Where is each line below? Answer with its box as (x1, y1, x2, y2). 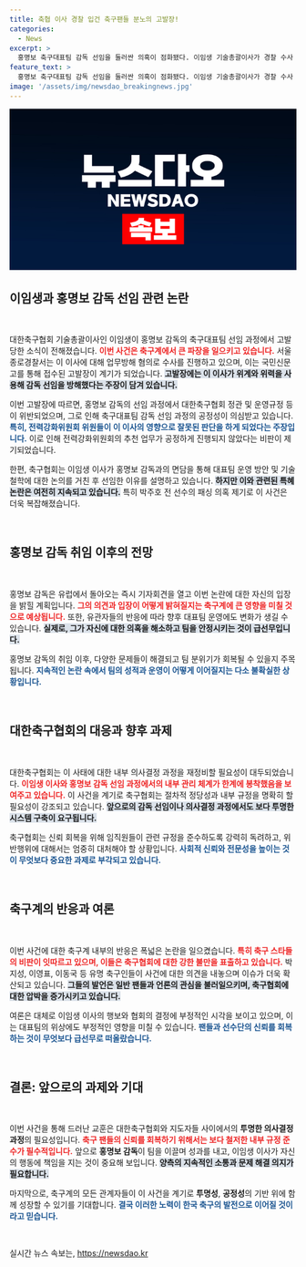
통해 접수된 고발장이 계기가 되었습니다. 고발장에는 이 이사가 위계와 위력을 (25, 368, 282, 379)
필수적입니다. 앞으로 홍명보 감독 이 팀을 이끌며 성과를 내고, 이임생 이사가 (25, 1146, 279, 1157)
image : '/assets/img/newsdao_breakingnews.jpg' (9, 82, 194, 91)
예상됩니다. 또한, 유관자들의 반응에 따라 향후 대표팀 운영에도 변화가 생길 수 (25, 611, 289, 622)
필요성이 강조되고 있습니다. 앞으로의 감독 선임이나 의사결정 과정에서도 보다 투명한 (9, 800, 294, 811)
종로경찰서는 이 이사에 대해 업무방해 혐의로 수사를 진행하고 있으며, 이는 (9, 356, 260, 368)
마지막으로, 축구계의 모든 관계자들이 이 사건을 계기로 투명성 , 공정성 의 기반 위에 (9, 1188, 287, 1199)
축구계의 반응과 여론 (9, 901, 115, 917)
